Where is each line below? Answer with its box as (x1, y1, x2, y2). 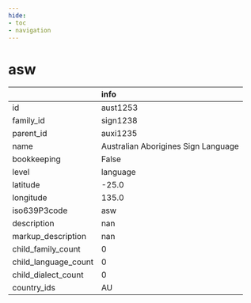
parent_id (12, 128, 48, 139)
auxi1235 (101, 128, 138, 139)
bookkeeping (12, 153, 61, 165)
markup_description (12, 231, 87, 242)
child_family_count (12, 244, 81, 255)
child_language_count (12, 256, 93, 267)
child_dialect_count (12, 270, 84, 281)
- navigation (8, 26, 51, 34)
